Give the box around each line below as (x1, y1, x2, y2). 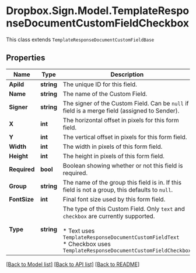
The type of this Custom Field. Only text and (62, 204, 185, 213)
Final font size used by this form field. (62, 195, 166, 203)
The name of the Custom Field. (62, 90, 148, 98)
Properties (6, 53, 45, 63)
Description (110, 70, 144, 79)
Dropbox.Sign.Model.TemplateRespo (6, 4, 190, 18)
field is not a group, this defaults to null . (62, 186, 173, 194)
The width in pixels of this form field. (62, 142, 163, 151)
